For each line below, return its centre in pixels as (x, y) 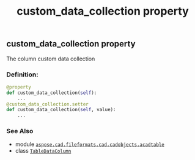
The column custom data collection (51, 59)
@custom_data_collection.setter (47, 104)
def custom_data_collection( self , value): (61, 110)
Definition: (22, 75)
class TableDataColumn (43, 151)
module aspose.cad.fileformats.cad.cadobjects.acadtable (90, 144)
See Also (20, 131)
